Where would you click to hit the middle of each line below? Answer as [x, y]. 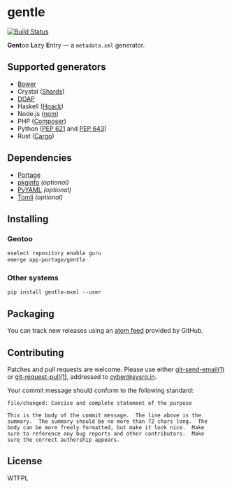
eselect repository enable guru [54, 253]
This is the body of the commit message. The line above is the [104, 415]
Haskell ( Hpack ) [41, 106]
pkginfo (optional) [43, 182]
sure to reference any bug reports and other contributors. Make [106, 433]
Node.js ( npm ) [38, 113]
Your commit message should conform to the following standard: [101, 390]
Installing [28, 218]
